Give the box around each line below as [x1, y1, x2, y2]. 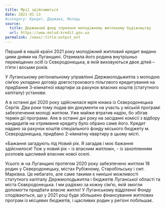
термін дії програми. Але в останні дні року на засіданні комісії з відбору [5, 115, 160, 121]
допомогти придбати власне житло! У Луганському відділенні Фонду [5, 187, 152, 193]
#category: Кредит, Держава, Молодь [5, 16, 81, 21]
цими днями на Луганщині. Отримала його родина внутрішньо [5, 53, 137, 59]
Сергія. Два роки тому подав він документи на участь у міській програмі [5, 104, 161, 110]
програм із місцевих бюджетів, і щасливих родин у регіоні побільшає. [5, 197, 154, 203]
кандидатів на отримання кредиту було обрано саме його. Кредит [5, 120, 146, 126]
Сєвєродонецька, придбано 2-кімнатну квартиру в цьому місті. [5, 131, 140, 137]
